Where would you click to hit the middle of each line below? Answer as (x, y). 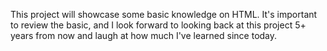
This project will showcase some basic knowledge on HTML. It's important (164, 14)
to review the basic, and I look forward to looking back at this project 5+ (158, 25)
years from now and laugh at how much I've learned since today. (144, 35)
